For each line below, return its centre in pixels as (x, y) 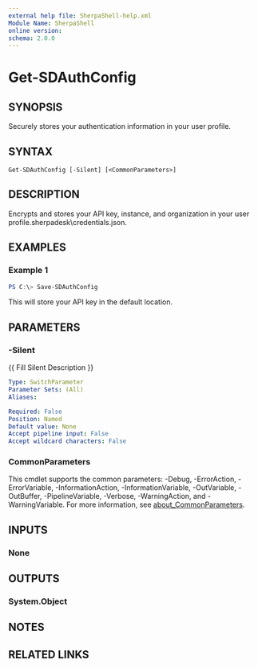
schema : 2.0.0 (32, 38)
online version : (35, 30)
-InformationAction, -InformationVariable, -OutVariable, (146, 488)
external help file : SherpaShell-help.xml (80, 16)
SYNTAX (31, 152)
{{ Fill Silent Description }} (51, 368)
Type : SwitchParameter (46, 382)
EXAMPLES (37, 248)
